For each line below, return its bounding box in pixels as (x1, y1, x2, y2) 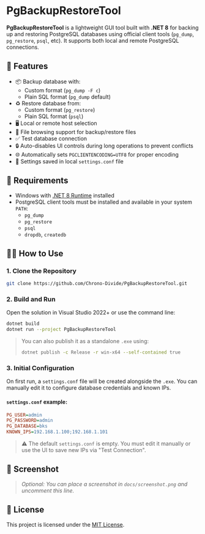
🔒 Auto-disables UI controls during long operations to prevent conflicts (15, 142, 194, 149)
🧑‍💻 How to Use (6, 248, 64, 259)
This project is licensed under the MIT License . (6, 521, 125, 528)
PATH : (15, 204, 29, 212)
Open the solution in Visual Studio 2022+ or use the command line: (6, 309, 176, 316)
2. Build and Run (6, 295, 56, 303)
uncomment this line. (21, 487, 75, 494)
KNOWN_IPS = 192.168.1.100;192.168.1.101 (6, 429, 108, 435)
